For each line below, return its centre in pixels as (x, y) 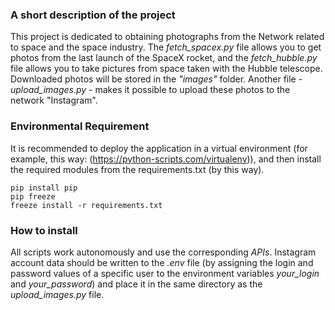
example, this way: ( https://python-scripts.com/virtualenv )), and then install (166, 159)
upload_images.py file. (57, 294)
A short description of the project (93, 15)
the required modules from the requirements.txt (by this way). (137, 169)
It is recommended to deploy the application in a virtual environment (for (159, 148)
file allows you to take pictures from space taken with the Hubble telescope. (166, 69)
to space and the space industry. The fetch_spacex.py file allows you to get (166, 47)
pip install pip (44, 188)
